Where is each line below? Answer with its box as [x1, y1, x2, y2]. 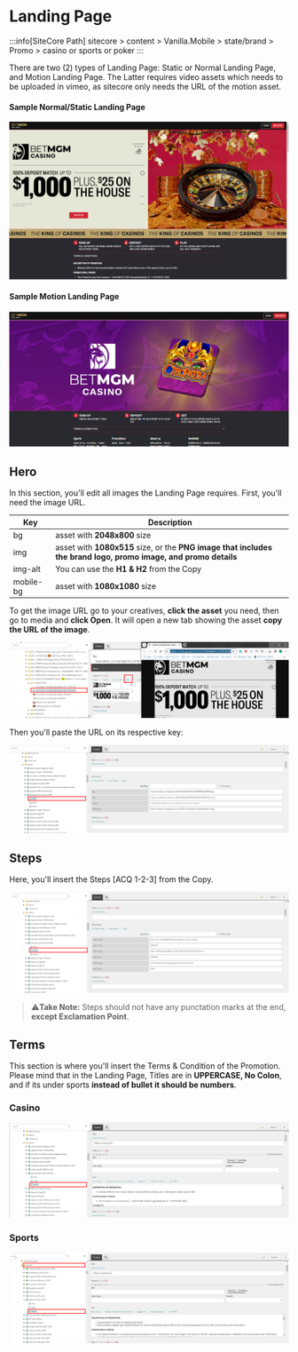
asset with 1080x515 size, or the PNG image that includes [55, 542, 273, 553]
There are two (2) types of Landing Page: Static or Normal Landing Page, [9, 62, 277, 73]
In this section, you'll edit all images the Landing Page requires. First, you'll [9, 488, 282, 498]
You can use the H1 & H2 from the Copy [55, 564, 202, 575]
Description [147, 517, 192, 528]
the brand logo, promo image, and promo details [55, 552, 238, 562]
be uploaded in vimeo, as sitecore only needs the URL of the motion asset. [9, 81, 282, 91]
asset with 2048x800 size [55, 529, 152, 540]
